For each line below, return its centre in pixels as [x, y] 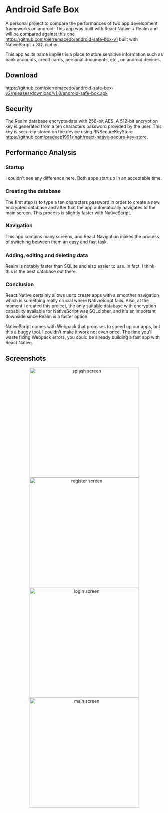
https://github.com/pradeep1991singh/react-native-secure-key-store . [77, 137]
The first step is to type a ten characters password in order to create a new [83, 202]
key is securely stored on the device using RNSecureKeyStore [69, 131]
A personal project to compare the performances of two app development [81, 23]
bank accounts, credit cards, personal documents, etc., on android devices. [83, 59]
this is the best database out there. [41, 271]
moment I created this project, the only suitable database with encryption [81, 306]
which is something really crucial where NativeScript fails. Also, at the [77, 301]
